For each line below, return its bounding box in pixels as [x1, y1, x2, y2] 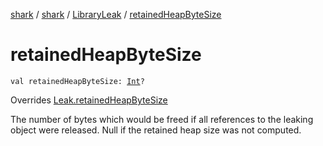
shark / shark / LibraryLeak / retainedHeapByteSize [10, 9, 222, 20]
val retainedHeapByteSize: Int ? [10, 76, 145, 86]
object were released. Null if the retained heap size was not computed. [10, 124, 302, 136]
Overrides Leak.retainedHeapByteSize [10, 94, 168, 106]
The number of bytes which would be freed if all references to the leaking [10, 113, 314, 125]
